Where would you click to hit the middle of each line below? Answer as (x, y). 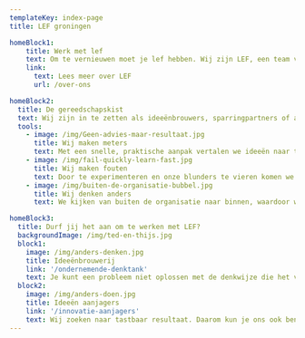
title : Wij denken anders (82, 194)
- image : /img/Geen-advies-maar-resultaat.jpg (115, 135)
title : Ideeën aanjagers (73, 303)
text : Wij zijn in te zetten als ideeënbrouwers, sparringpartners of (154, 118)
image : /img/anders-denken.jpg (85, 252)
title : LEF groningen (50, 26)
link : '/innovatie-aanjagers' (83, 311)
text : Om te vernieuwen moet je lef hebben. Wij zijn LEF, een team (158, 60)
